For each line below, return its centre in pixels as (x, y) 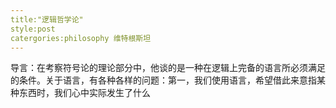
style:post (33, 29)
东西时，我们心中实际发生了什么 (84, 93)
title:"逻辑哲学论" (47, 19)
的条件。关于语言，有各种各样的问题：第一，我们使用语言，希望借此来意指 (163, 80)
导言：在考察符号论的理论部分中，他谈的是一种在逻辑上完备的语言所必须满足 (168, 68)
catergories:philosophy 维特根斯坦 (81, 38)
